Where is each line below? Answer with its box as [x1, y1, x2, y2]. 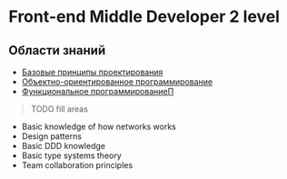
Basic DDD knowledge [21, 141, 106, 151]
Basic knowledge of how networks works [21, 121, 176, 132]
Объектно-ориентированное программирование [21, 76, 213, 87]
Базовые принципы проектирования [21, 66, 163, 77]
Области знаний [8, 43, 106, 58]
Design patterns [21, 131, 83, 142]
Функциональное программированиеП [21, 86, 174, 96]
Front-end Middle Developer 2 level [8, 6, 281, 27]
